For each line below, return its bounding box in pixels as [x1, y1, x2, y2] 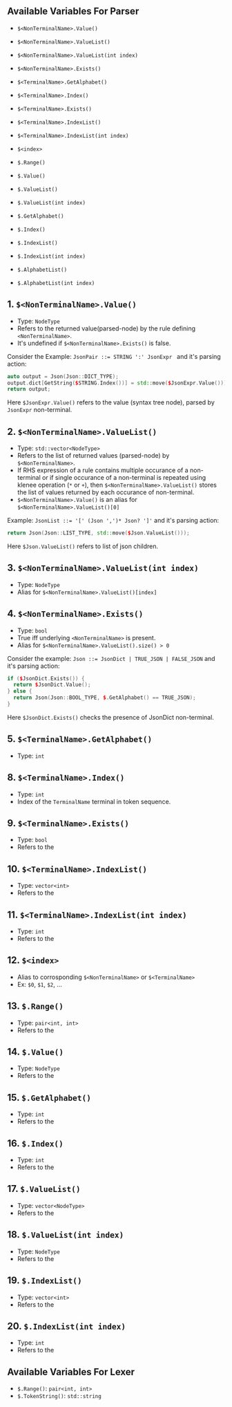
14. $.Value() [7, 1046, 64, 1058]
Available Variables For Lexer [7, 1366, 135, 1378]
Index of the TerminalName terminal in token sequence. [17, 797, 171, 805]
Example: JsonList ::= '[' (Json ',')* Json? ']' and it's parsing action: [7, 516, 220, 525]
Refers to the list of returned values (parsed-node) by [17, 451, 170, 460]
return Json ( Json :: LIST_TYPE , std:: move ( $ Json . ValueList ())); [7, 530, 190, 537]
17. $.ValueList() [7, 1183, 81, 1195]
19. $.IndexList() [7, 1275, 83, 1287]
